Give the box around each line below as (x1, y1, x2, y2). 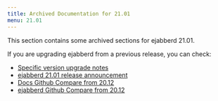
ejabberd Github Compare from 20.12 (17, 86, 125, 94)
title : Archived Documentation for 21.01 (7, 10, 131, 18)
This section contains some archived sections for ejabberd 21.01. (7, 36, 195, 44)
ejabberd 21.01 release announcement (17, 71, 128, 79)
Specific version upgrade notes (17, 63, 109, 72)
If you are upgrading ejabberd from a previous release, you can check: (7, 50, 212, 58)
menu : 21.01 (7, 17, 42, 24)
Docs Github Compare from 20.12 (17, 78, 115, 86)
